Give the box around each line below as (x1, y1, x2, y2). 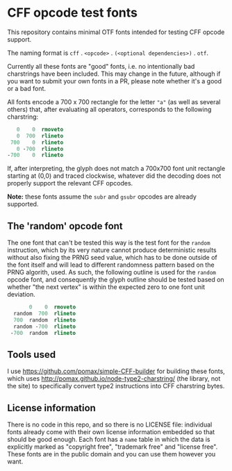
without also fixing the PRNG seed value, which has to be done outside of (7, 254, 217, 262)
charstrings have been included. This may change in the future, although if (7, 69, 221, 78)
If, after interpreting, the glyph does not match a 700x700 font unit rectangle (7, 165, 226, 173)
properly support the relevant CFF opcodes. (7, 179, 133, 188)
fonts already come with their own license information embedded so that (7, 428, 215, 436)
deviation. (7, 290, 36, 299)
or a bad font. (7, 84, 47, 92)
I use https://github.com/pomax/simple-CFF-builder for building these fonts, (7, 367, 226, 376)
